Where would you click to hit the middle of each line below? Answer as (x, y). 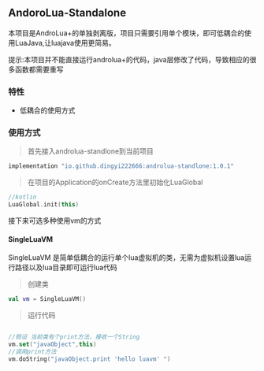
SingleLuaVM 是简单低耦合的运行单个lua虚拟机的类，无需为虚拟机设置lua (126, 258)
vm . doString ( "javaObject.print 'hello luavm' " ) (89, 359)
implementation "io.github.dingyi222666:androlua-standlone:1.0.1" (121, 166)
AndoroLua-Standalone (67, 13)
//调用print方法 (32, 351)
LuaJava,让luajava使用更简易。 (65, 43)
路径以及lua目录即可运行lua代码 (66, 268)
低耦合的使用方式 (47, 110)
